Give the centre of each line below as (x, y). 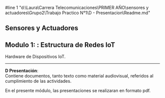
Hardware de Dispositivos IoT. (35, 57)
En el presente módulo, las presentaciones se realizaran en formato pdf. (78, 91)
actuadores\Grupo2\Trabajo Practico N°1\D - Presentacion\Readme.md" (78, 13)
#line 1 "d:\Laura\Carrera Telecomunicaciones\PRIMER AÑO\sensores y (77, 8)
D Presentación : (22, 71)
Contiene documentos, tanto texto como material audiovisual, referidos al (79, 76)
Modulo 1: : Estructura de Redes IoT (60, 45)
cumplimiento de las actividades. (38, 81)
